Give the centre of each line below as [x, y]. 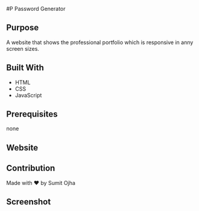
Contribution [31, 168]
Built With [25, 68]
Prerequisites [32, 114]
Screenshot [29, 202]
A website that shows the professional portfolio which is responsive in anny [100, 42]
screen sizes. [23, 48]
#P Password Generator [36, 9]
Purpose [23, 28]
